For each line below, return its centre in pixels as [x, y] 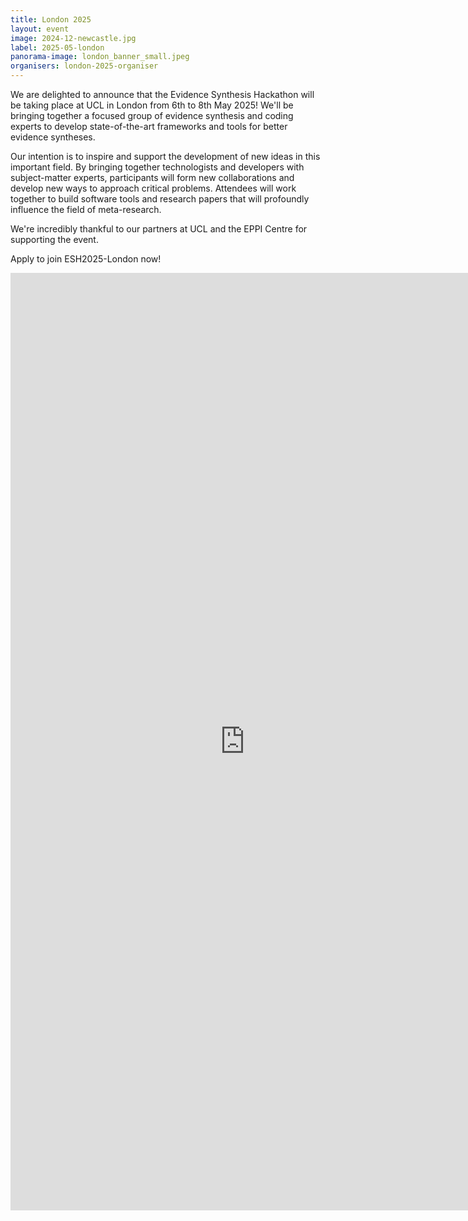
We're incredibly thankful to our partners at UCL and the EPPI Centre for [159, 229]
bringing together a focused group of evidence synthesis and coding [152, 115]
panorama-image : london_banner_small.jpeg [100, 57]
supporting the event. [54, 239]
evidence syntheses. [53, 137]
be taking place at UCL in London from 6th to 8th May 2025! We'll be [152, 105]
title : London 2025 [51, 19]
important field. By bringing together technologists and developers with [157, 167]
